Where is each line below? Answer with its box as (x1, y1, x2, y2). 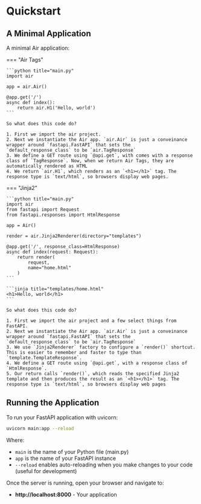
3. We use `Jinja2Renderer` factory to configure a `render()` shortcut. (6, 344, 196, 350)
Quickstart (6, 4, 62, 18)
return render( (17, 254, 56, 260)
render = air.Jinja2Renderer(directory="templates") (6, 233, 142, 239)
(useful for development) (14, 467, 77, 474)
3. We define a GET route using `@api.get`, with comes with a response (6, 152, 193, 159)
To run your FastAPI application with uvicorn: (6, 413, 118, 421)
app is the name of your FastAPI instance (14, 454, 116, 462)
